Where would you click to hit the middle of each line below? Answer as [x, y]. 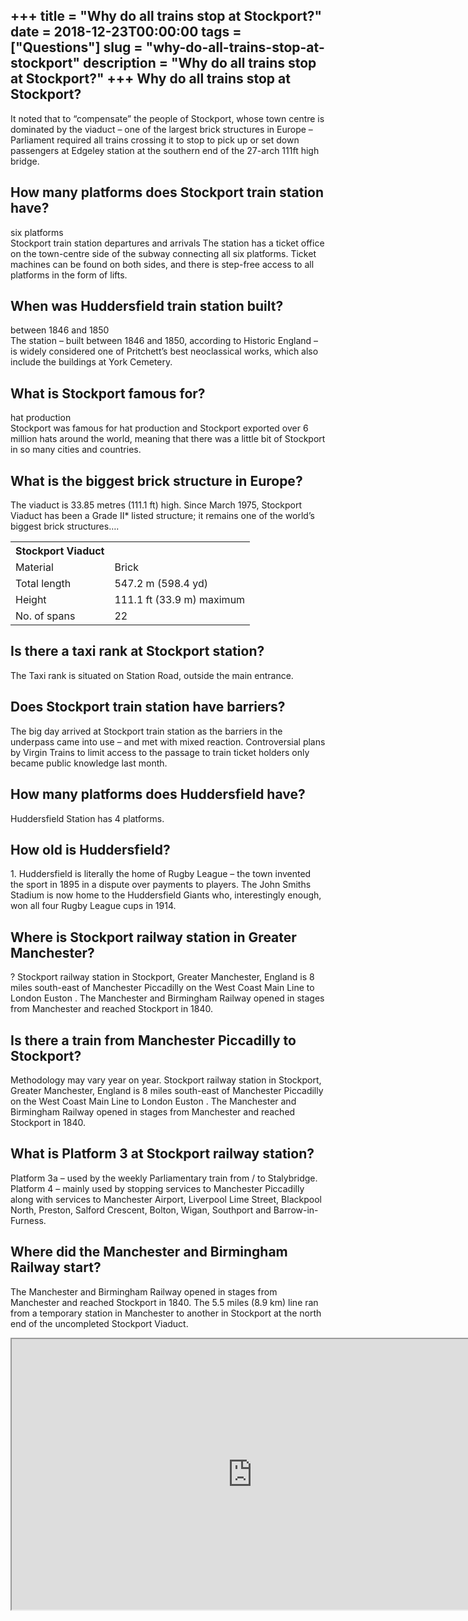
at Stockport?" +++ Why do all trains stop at [150, 79]
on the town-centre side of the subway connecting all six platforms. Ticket [163, 253]
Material [34, 567]
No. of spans [45, 616]
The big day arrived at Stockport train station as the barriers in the [146, 731]
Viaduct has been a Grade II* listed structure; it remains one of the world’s [162, 516]
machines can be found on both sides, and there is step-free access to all [162, 264]
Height [31, 600]
